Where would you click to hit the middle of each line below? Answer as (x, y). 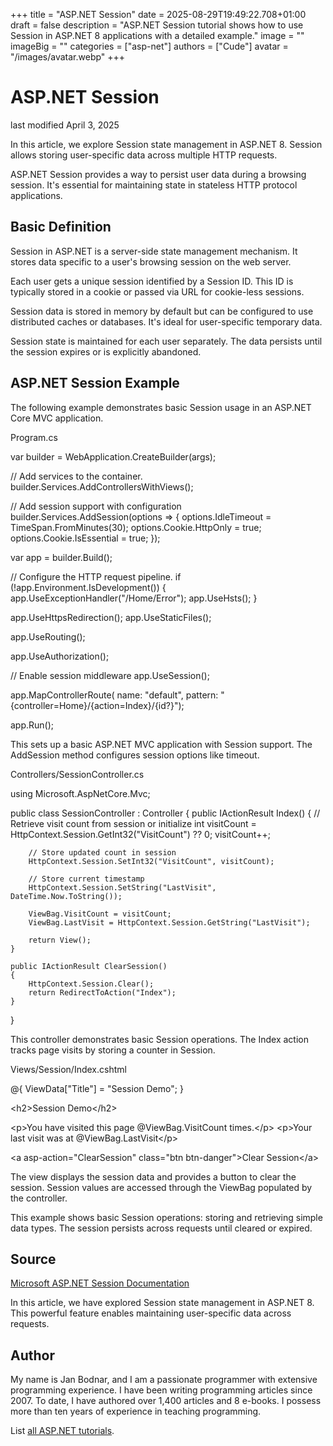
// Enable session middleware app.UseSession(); (110, 675)
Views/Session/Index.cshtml (68, 1069)
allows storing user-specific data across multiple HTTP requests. (144, 155)
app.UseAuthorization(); (60, 656)
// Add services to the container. (76, 476)
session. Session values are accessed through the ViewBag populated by (161, 1187)
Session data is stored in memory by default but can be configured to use (162, 311)
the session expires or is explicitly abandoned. (106, 351)
